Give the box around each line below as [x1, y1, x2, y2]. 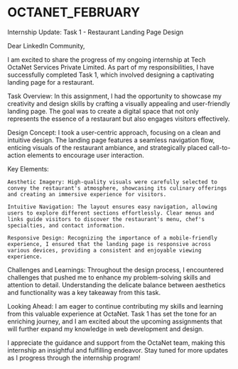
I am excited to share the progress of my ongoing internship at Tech [7, 55, 206, 64]
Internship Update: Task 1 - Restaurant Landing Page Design [7, 28, 184, 36]
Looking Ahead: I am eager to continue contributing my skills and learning [7, 301, 224, 310]
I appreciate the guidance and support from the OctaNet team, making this [7, 338, 226, 347]
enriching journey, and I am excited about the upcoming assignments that [7, 317, 222, 326]
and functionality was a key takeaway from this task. [7, 288, 161, 296]
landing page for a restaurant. [7, 77, 94, 86]
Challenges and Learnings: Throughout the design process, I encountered [7, 265, 224, 274]
